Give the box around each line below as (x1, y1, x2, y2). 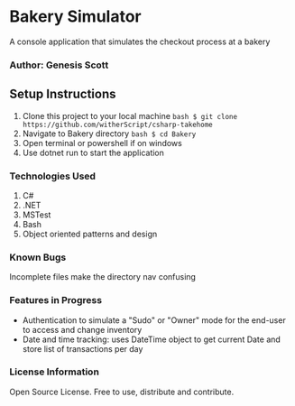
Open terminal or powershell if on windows (22, 137, 182, 148)
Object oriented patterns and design (22, 228, 158, 239)
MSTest (22, 209, 51, 220)
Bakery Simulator (9, 6, 142, 27)
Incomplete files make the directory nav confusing (9, 272, 197, 282)
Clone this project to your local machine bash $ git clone (22, 110, 237, 121)
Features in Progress (9, 294, 102, 307)
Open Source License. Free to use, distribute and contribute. (9, 386, 235, 397)
